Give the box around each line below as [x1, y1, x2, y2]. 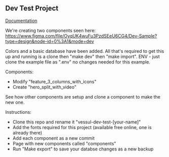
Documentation [5, 17, 38, 23]
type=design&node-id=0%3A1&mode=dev [5, 38, 94, 44]
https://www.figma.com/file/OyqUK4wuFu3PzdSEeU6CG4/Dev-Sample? [5, 33, 157, 39]
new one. [5, 99, 25, 105]
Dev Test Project [5, 4, 58, 13]
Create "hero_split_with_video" [12, 84, 77, 90]
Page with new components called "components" [12, 140, 117, 146]
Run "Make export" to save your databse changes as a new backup [12, 146, 154, 152]
